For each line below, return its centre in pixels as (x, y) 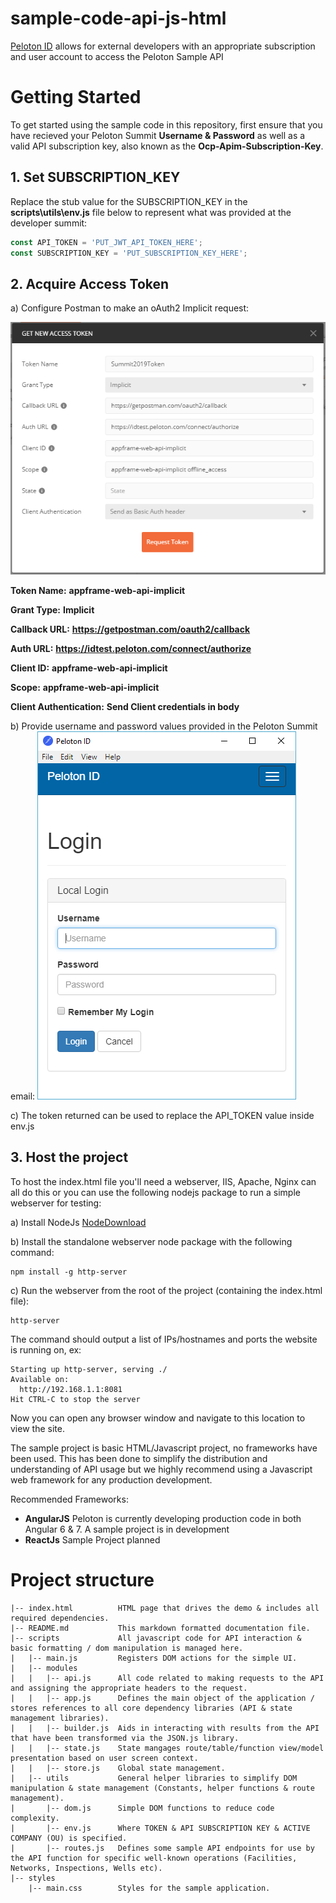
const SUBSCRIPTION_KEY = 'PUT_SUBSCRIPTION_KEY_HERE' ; (129, 253)
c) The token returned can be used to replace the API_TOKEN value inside (162, 1115)
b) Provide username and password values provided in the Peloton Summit (164, 726)
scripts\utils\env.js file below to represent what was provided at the (151, 212)
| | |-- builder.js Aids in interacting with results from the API (165, 1728)
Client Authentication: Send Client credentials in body (125, 706)
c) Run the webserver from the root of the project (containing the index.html (166, 1290)
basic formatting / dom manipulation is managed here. (127, 1648)
